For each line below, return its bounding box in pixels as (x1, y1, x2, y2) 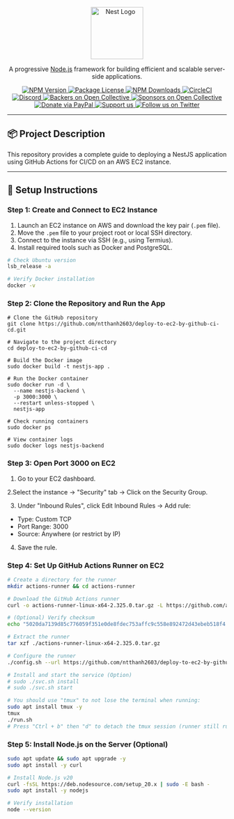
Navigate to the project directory (13, 338, 117, 346)
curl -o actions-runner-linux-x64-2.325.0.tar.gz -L (7, 602, 164, 609)
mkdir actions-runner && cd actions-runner (7, 582, 136, 590)
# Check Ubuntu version (7, 256, 77, 264)
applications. (105, 72, 143, 80)
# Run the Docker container (7, 375, 89, 382)
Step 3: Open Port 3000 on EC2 (7, 458, 116, 468)
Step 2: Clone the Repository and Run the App (7, 298, 166, 308)
